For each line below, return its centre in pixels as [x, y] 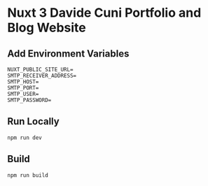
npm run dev [25, 138]
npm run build [28, 175]
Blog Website [47, 28]
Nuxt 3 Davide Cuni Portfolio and [104, 13]
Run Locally [33, 121]
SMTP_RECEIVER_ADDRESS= [42, 76]
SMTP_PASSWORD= [29, 100]
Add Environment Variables [68, 53]
